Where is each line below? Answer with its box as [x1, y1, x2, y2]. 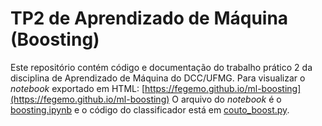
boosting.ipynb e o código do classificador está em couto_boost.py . [10, 103, 290, 116]
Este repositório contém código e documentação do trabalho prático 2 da [10, 61, 313, 73]
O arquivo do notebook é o [171, 93, 282, 105]
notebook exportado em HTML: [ [10, 82, 146, 94]
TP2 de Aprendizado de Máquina [10, 7, 289, 30]
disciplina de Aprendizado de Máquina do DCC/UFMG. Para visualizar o [10, 72, 306, 84]
